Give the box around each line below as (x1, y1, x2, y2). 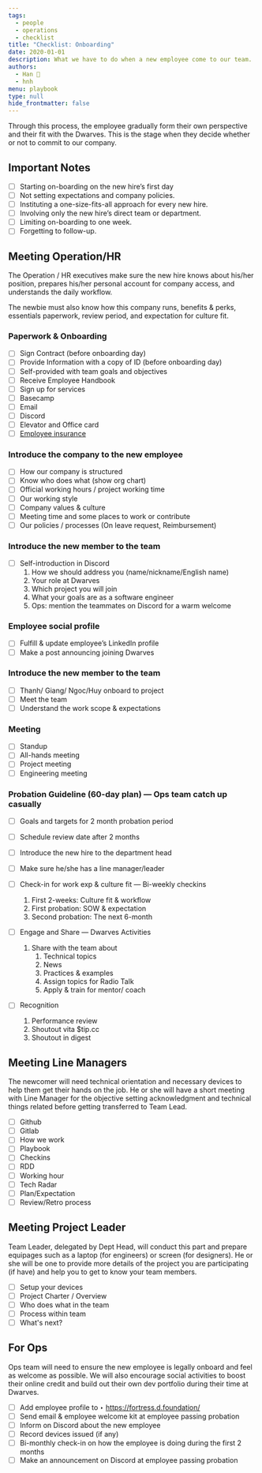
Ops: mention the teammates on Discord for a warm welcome (31, 601, 231, 611)
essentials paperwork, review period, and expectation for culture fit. (8, 311, 229, 320)
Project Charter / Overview (19, 1291, 107, 1300)
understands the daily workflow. (8, 287, 113, 297)
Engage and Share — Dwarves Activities (19, 928, 152, 937)
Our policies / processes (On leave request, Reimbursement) (19, 520, 217, 529)
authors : (8, 63, 37, 71)
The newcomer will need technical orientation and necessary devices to (8, 1077, 242, 1086)
